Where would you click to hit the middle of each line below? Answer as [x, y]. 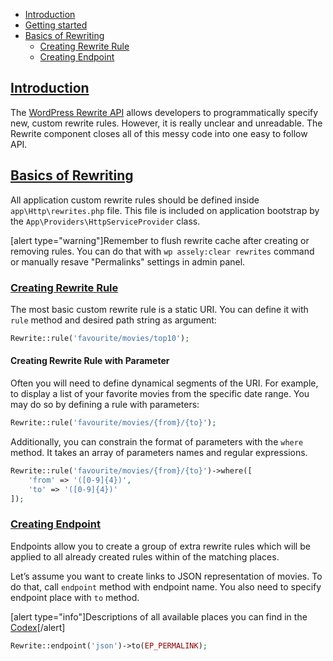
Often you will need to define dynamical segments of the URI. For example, [164, 383]
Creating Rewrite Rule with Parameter [90, 361]
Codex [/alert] [38, 627]
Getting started [56, 25]
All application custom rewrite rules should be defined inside [135, 200]
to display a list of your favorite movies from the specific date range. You [160, 393]
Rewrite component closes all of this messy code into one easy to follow [159, 133]
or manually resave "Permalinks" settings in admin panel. [128, 261]
